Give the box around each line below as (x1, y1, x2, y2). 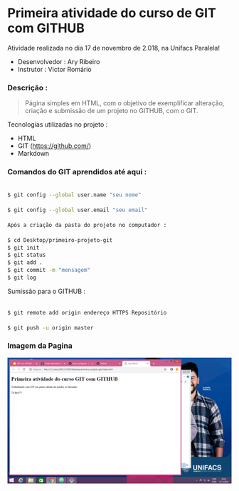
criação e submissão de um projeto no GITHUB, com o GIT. (24, 107, 198, 115)
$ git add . (7, 259, 43, 266)
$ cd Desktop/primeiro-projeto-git (7, 236, 113, 243)
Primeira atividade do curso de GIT (7, 5, 217, 21)
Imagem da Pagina (7, 341, 73, 351)
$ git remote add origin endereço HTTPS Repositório (7, 309, 167, 316)
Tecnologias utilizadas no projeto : (7, 120, 108, 129)
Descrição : (7, 83, 48, 93)
